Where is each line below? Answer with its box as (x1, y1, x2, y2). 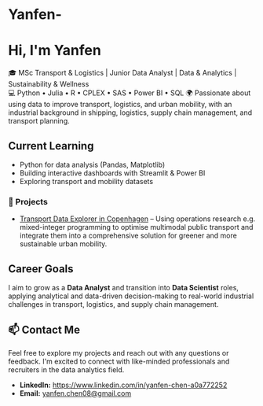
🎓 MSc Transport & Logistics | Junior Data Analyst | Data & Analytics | (8, 68, 237, 78)
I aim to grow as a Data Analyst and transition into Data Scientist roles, (8, 283, 239, 293)
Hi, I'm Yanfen (8, 42, 102, 60)
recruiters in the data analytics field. (8, 364, 125, 375)
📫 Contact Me (8, 323, 81, 337)
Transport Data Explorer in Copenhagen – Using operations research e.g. (19, 214, 256, 223)
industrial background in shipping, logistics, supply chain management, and (8, 108, 253, 117)
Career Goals (8, 262, 74, 275)
